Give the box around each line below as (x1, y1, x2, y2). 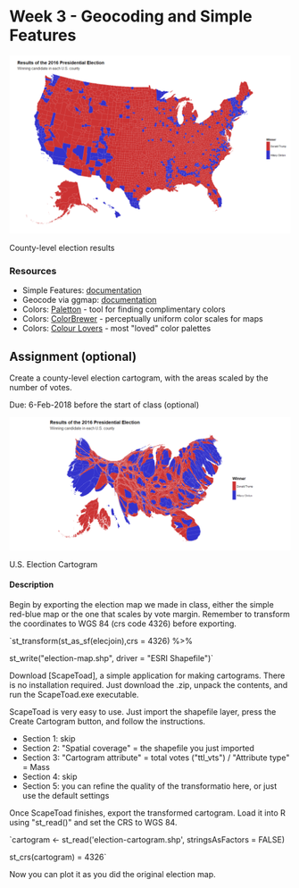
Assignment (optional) (9, 348, 137, 364)
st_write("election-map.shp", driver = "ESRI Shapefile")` (9, 652, 214, 663)
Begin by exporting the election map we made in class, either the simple (9, 599, 274, 609)
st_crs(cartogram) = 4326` (9, 851, 107, 862)
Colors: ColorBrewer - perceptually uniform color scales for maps (21, 314, 263, 324)
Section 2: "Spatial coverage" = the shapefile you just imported (21, 742, 254, 753)
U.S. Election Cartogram (9, 558, 98, 569)
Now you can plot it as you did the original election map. (9, 868, 216, 879)
